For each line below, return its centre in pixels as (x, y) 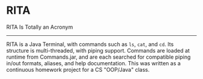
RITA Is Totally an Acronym (40, 27)
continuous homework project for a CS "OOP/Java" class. (78, 69)
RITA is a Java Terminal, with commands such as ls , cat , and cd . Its (90, 44)
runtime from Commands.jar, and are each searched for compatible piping (98, 57)
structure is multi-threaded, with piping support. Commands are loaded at (98, 50)
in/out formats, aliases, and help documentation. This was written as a (94, 63)
